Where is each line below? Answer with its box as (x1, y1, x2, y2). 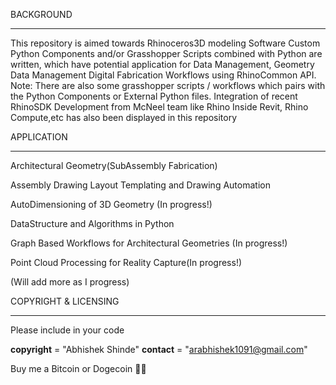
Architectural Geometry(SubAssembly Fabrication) (10, 160, 218, 171)
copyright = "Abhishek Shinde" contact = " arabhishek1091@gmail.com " (10, 344, 308, 355)
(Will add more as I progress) (10, 276, 130, 288)
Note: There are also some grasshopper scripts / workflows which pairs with (10, 80, 326, 91)
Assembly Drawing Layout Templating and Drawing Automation (10, 179, 271, 191)
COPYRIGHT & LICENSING (10, 295, 120, 307)
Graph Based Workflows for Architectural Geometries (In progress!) (10, 237, 288, 249)
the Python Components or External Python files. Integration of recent (10, 90, 298, 102)
